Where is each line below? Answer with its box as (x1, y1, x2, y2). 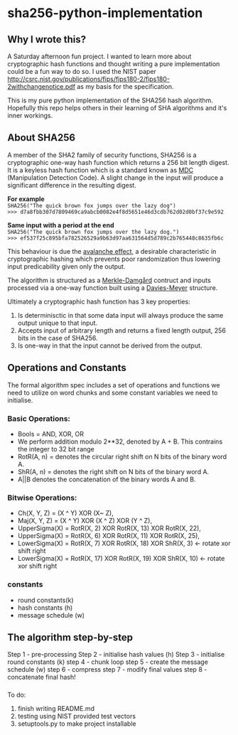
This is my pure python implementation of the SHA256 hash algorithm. (7, 96, 213, 104)
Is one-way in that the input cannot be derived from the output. (17, 341, 202, 350)
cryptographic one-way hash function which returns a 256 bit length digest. (7, 158, 229, 166)
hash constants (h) (17, 603, 73, 612)
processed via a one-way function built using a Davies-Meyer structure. (7, 283, 218, 292)
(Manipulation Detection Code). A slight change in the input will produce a (7, 173, 224, 182)
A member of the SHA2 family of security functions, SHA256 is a (7, 151, 197, 159)
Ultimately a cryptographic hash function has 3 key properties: (7, 297, 190, 306)
